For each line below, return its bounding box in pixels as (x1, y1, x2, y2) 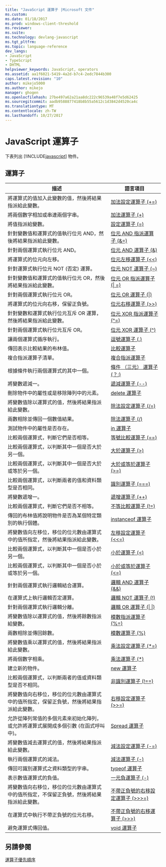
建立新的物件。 (7, 665, 43, 672)
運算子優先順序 (5, 857, 36, 863)
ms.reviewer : (5, 26, 32, 31)
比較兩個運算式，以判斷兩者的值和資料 (7, 477, 97, 483)
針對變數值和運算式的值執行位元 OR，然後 (7, 274, 105, 281)
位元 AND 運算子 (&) (110, 246, 158, 253)
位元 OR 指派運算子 (110, 275, 156, 282)
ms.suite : (5, 30, 26, 35)
